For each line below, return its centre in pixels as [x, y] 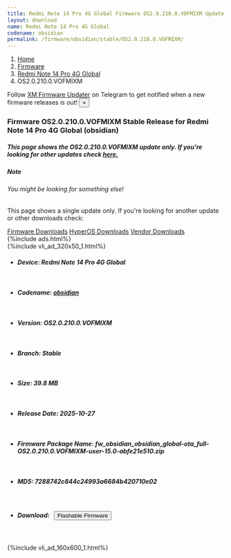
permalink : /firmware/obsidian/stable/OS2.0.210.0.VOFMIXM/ [96, 40]
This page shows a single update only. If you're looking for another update [113, 211]
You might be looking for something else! [66, 189]
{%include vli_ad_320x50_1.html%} [56, 246]
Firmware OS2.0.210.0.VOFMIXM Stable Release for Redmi [108, 122]
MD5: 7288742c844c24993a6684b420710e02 [87, 482]
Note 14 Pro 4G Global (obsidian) [63, 130]
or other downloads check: [46, 218]
